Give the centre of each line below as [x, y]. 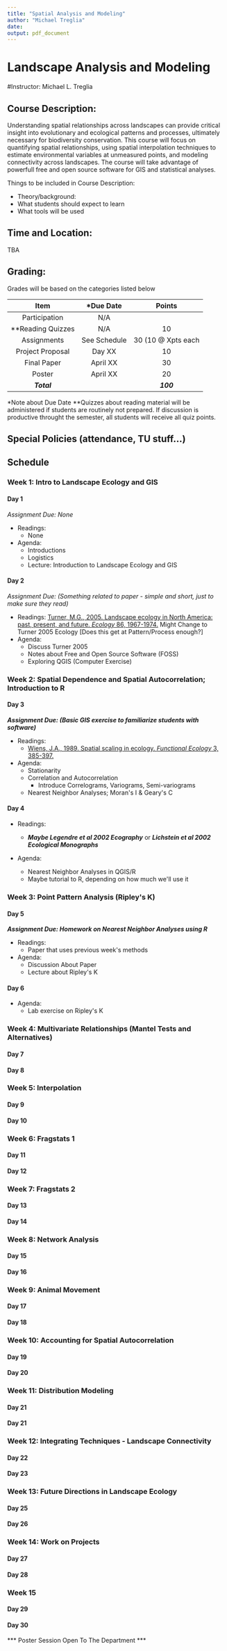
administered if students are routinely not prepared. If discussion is [103, 409]
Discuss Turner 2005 [58, 646]
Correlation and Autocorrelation [73, 778]
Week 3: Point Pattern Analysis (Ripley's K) [81, 897]
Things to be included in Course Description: [71, 183]
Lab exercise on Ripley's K [65, 1011]
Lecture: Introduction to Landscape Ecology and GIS [102, 564]
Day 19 [17, 1357]
